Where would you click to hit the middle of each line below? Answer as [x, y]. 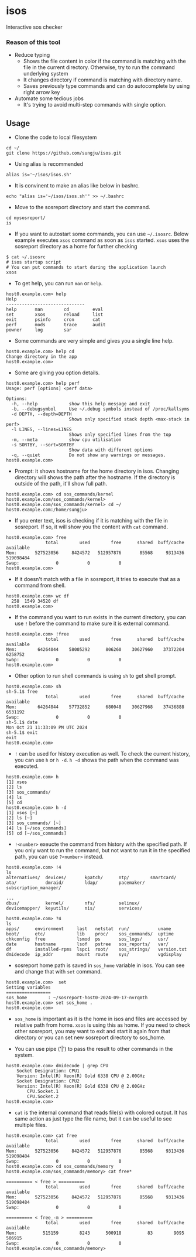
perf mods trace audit [56, 325]
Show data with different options [111, 450]
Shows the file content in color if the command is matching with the [104, 61]
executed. [27, 766]
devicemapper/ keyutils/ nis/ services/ [74, 908]
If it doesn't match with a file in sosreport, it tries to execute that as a [97, 579]
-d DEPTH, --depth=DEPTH [42, 414]
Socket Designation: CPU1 [48, 1071]
